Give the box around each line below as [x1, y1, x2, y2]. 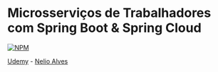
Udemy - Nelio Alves [7, 56, 68, 65]
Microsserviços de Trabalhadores [7, 5, 212, 21]
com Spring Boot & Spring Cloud [7, 20, 202, 36]
